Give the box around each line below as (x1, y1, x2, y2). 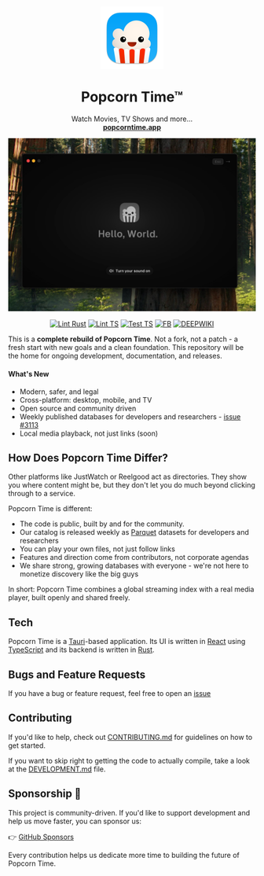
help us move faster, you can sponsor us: (8, 816, 141, 826)
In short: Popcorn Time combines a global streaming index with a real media (8, 584, 255, 594)
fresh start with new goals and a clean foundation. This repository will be (8, 343, 244, 352)
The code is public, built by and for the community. (19, 519, 185, 528)
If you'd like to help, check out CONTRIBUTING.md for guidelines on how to (8, 732, 253, 742)
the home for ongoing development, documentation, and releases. (8, 352, 222, 361)
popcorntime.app (102, 122, 162, 131)
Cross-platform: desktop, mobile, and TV (19, 395, 152, 404)
